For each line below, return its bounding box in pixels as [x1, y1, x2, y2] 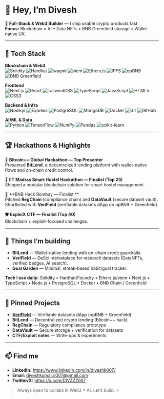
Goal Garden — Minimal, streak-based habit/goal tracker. [12, 265, 128, 271]
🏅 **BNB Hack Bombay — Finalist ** [5, 191, 80, 197]
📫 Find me [5, 352, 39, 360]
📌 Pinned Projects [5, 299, 60, 307]
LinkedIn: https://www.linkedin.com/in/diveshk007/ [12, 367, 116, 373]
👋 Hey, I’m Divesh [5, 4, 77, 16]
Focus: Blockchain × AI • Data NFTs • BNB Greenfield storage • [5, 25, 134, 31]
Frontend [5, 82, 24, 88]
